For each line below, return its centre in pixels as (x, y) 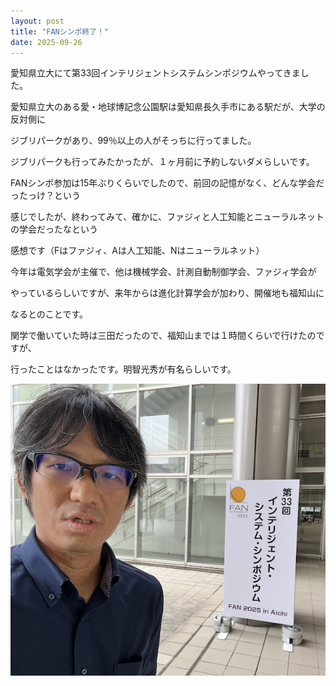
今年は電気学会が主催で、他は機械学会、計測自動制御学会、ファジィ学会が (163, 272)
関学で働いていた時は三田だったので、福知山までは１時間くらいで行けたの (163, 336)
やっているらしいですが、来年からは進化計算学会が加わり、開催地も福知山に (167, 293)
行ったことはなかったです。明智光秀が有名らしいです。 (123, 369)
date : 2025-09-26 (46, 42)
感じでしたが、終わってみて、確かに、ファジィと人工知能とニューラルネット (167, 217)
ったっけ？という (45, 196)
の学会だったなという (54, 229)
